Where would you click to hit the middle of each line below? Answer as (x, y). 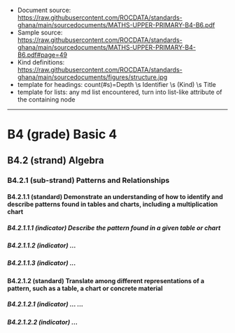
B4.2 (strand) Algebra (56, 160)
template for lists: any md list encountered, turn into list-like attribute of (120, 92)
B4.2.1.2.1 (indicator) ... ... (45, 304)
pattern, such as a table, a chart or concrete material (85, 288)
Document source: (44, 10)
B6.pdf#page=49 (42, 55)
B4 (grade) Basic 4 (62, 134)
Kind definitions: (41, 62)
